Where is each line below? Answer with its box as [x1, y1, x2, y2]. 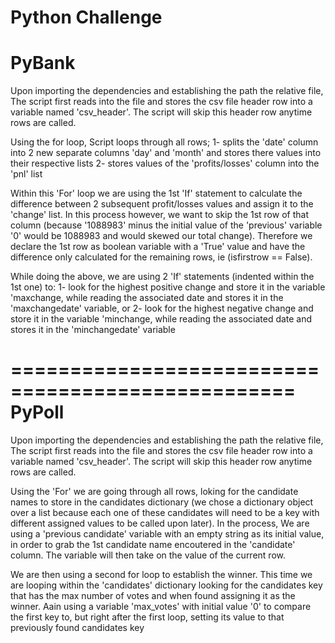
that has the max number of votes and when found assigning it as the [10, 590, 296, 602]
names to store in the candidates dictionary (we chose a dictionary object [10, 496, 314, 508]
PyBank [10, 52, 76, 75]
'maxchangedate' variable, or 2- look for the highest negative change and [10, 302, 314, 315]
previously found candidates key [10, 622, 145, 634]
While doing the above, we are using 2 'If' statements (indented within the [10, 271, 315, 283]
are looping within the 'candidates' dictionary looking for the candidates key [10, 579, 323, 591]
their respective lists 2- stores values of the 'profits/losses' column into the [10, 157, 320, 170]
